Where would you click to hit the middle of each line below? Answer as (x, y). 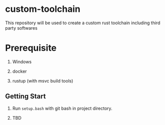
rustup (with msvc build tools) (43, 81)
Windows (22, 62)
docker (20, 71)
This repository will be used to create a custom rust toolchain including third (83, 23)
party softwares (21, 28)
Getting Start (26, 97)
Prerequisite (31, 48)
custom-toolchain (43, 9)
